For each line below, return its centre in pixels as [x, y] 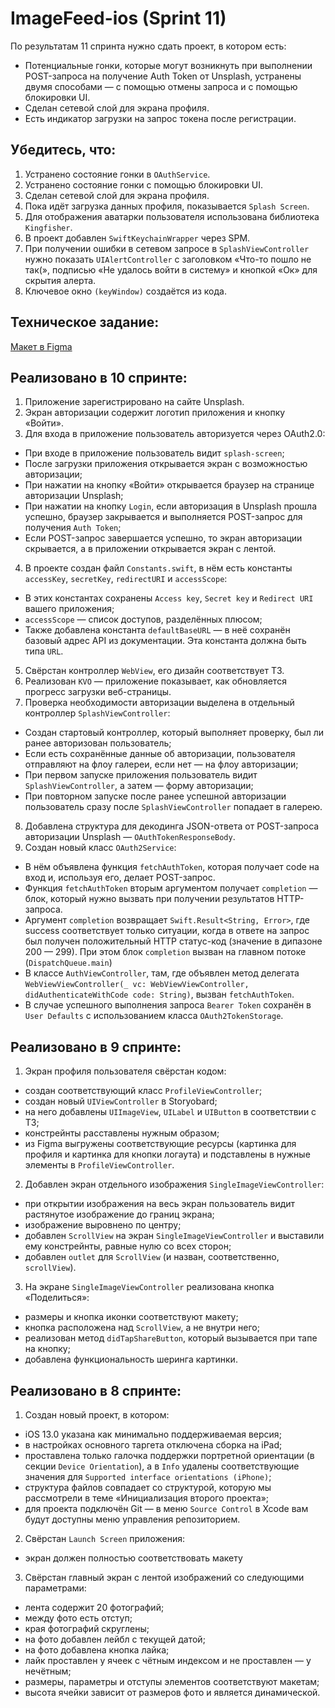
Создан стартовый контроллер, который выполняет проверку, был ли [174, 733]
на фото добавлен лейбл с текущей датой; [115, 1639]
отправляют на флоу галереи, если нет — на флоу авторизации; [161, 764]
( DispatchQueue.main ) [68, 963]
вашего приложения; [69, 609]
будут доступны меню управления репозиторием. [132, 1519]
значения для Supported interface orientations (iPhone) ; [148, 1476]
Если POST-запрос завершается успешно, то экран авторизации [163, 538]
